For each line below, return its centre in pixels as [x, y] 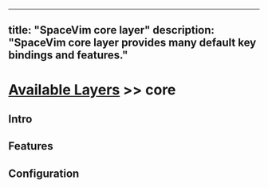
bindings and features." [68, 56]
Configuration [44, 173]
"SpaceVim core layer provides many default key [132, 43]
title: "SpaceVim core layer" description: [112, 30]
